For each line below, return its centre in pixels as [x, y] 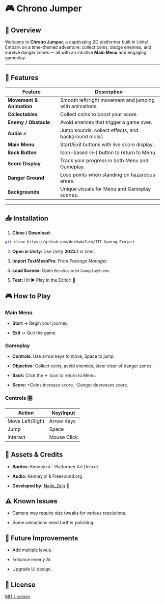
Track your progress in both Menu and [104, 160]
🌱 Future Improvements [42, 538]
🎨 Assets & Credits [34, 455]
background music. [82, 136]
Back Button [22, 152]
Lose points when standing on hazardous [108, 175]
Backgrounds [24, 192]
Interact [16, 437]
